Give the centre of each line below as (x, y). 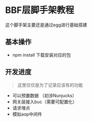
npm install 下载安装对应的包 (42, 55)
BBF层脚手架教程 (40, 10)
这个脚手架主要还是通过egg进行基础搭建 (46, 25)
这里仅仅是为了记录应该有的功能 (50, 85)
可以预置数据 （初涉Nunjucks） (45, 95)
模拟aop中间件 (27, 114)
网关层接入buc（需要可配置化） (45, 102)
